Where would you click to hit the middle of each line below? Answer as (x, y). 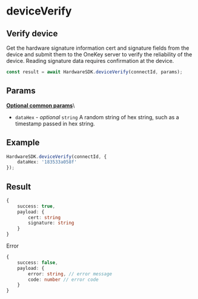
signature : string (51, 223)
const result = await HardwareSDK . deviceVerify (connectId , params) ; (94, 72)
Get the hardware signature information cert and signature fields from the (98, 48)
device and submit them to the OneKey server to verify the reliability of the (99, 54)
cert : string (45, 217)
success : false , (38, 262)
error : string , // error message (70, 274)
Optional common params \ (41, 105)
